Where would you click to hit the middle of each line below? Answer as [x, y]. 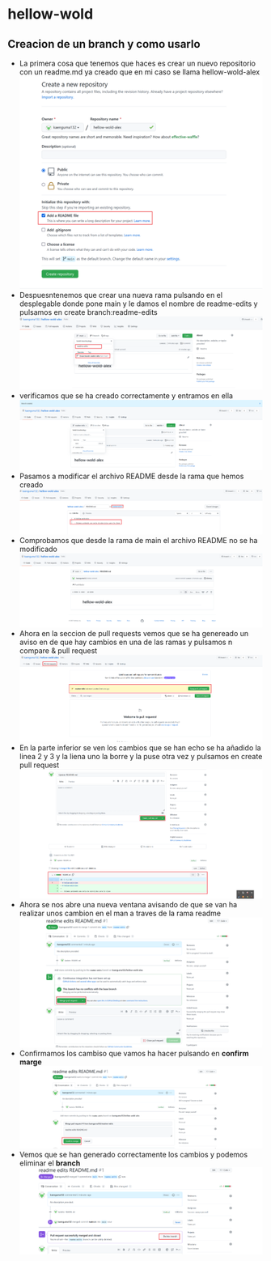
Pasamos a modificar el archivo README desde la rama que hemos [131, 476]
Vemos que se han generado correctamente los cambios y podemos [133, 1154]
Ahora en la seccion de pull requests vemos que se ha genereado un [134, 634]
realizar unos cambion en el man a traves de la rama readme [120, 913]
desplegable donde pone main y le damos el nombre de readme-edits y [138, 304]
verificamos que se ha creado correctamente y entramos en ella [126, 396]
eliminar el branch [50, 1163]
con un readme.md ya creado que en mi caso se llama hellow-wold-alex [140, 72]
